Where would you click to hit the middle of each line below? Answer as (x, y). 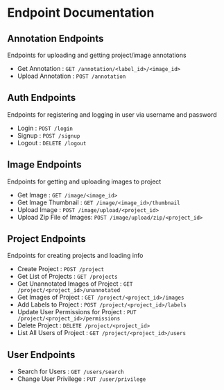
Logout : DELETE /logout (52, 143)
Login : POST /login (45, 128)
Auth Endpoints (42, 98)
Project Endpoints (46, 239)
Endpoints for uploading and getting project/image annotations (97, 55)
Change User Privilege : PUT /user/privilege (81, 379)
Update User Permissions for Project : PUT (77, 312)
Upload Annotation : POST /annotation (71, 76)
